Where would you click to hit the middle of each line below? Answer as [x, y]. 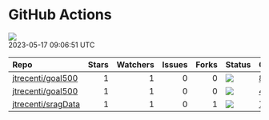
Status [238, 64]
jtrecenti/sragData [46, 104]
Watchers [135, 64]
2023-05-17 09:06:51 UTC [52, 45]
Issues [175, 64]
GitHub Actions [60, 15]
